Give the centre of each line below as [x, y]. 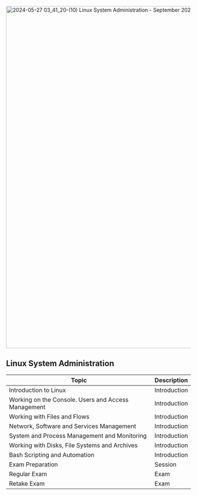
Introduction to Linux [38, 390]
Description [171, 380]
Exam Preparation [34, 464]
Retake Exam [27, 483]
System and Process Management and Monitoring [78, 436]
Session [166, 464]
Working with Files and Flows [49, 416]
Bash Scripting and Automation [52, 454]
